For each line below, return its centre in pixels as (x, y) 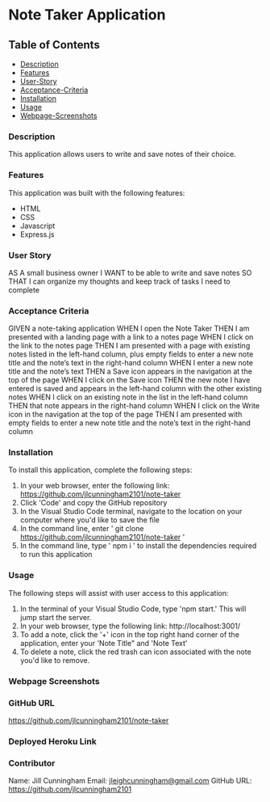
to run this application (56, 555)
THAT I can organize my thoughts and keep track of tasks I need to (120, 281)
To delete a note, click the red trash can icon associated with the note (135, 652)
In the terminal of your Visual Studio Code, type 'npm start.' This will (133, 609)
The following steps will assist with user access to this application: (118, 593)
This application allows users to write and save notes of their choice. (122, 154)
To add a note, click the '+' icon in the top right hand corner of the (130, 634)
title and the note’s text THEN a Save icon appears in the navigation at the (130, 371)
